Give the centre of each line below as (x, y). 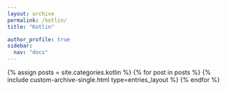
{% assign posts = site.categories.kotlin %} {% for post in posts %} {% (109, 72)
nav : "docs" (31, 52)
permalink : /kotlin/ (37, 20)
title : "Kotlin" (31, 27)
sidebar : (20, 46)
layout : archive (31, 14)
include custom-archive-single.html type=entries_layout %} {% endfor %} (113, 80)
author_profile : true (39, 39)
